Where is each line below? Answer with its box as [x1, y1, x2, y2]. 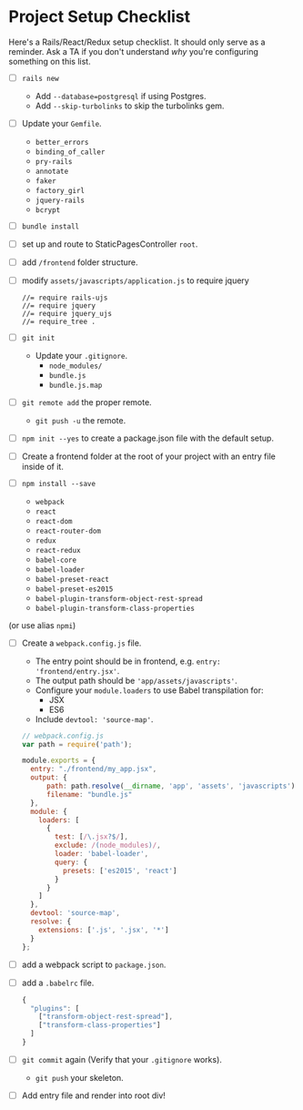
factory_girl [35, 186, 86, 195]
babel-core [35, 555, 77, 565]
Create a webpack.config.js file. [21, 637, 142, 648]
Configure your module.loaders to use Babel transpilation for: [35, 685, 264, 696]
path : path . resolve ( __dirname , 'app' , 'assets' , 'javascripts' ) [45, 781, 296, 790]
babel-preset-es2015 [35, 585, 114, 594]
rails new [21, 74, 60, 83]
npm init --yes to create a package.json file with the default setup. [21, 433, 275, 443]
